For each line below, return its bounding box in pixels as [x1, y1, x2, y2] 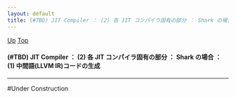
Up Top [7, 36, 29, 44]
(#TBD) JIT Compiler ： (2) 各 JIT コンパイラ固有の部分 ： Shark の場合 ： [7, 53, 222, 62]
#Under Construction [7, 84, 69, 92]
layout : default [7, 10, 55, 17]
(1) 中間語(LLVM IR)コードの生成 [7, 62, 100, 70]
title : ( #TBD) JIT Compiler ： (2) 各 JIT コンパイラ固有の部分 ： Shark [7, 17, 214, 24]
